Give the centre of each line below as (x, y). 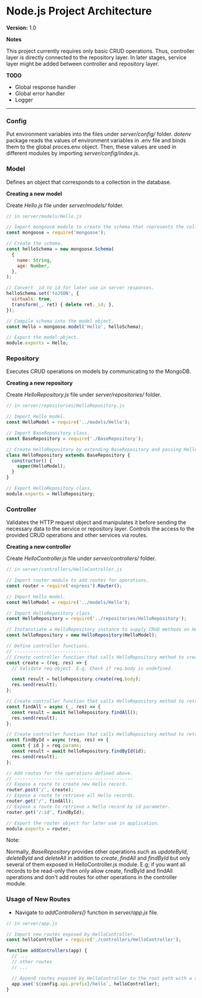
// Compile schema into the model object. (60, 321)
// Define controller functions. (48, 646)
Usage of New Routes (38, 899)
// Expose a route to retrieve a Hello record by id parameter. (88, 806)
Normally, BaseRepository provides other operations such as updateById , (97, 852)
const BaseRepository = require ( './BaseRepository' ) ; (75, 439)
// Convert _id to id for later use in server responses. (80, 288)
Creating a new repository (40, 383)
